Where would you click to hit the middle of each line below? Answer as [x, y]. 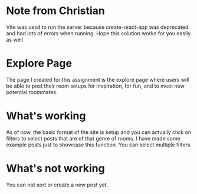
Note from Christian [55, 11]
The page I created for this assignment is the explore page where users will [98, 79]
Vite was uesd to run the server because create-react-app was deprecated [97, 27]
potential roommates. [32, 92]
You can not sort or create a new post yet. [57, 185]
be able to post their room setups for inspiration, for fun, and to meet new [95, 86]
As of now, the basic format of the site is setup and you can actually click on [99, 132]
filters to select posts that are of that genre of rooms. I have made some [93, 138]
